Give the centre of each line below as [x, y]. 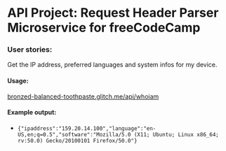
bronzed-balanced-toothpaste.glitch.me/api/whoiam [83, 96]
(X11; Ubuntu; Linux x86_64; [176, 134]
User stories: [30, 50]
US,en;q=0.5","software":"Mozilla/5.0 [74, 134]
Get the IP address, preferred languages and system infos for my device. [112, 65]
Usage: [18, 81]
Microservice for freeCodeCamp [104, 28]
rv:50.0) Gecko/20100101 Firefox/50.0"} [77, 141]
